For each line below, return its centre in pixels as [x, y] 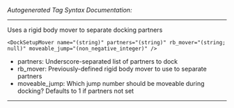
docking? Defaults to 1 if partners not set [76, 91]
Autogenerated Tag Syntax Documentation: [70, 10]
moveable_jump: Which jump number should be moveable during [111, 83]
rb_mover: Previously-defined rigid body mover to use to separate [112, 69]
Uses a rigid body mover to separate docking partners [85, 30]
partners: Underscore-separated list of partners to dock [97, 61]
